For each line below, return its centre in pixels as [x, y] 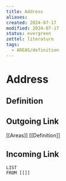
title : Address [25, 12]
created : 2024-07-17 [32, 22]
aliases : [17, 17]
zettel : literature [30, 39]
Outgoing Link [32, 121]
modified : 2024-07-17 [33, 28]
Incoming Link [33, 154]
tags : [13, 45]
